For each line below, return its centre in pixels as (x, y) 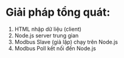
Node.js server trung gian (46, 35)
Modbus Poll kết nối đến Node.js (55, 48)
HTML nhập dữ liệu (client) (48, 29)
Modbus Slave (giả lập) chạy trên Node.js (66, 42)
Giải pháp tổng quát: (58, 12)
